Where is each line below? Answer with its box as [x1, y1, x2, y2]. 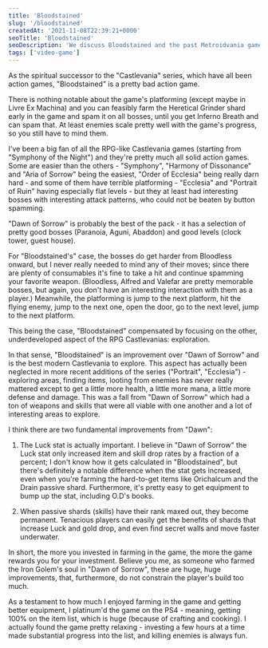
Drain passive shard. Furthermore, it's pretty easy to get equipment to [19, 483, 250, 492]
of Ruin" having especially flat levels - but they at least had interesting [8, 187, 238, 196]
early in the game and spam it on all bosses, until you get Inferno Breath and [8, 112, 259, 121]
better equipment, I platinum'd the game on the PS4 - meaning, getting [8, 606, 241, 614]
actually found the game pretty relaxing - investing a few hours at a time [8, 622, 246, 631]
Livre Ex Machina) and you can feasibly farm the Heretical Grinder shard [8, 103, 246, 113]
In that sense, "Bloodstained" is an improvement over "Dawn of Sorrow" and [8, 350, 259, 359]
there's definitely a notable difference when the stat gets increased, [19, 466, 243, 475]
